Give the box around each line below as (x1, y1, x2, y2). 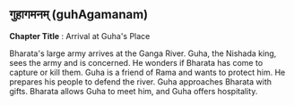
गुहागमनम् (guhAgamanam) (9, 7, 149, 22)
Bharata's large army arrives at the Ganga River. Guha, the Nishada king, (9, 48, 277, 59)
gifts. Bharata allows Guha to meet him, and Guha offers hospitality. (9, 85, 258, 96)
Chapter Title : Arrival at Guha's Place (9, 30, 151, 41)
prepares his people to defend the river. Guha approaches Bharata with (9, 76, 272, 87)
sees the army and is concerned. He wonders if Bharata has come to (9, 57, 264, 68)
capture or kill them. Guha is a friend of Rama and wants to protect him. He (9, 67, 286, 77)
